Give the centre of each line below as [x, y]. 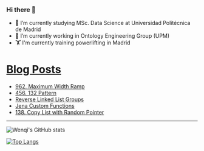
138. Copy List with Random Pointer [59, 113]
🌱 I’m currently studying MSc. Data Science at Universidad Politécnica [103, 23]
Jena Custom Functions [45, 106]
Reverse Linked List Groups [49, 99]
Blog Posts [34, 70]
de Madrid [28, 29]
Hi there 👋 [21, 10]
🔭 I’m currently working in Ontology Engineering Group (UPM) [92, 36]
